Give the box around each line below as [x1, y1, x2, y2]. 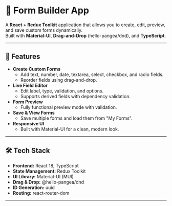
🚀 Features [5, 52, 40, 61]
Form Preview [12, 99, 43, 105]
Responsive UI [12, 120, 45, 126]
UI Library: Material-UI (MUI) [12, 173, 74, 179]
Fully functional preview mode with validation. [20, 104, 117, 110]
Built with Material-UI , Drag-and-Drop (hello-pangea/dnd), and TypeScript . [5, 32, 166, 39]
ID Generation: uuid [12, 184, 55, 191]
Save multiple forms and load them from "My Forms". [20, 115, 133, 121]
